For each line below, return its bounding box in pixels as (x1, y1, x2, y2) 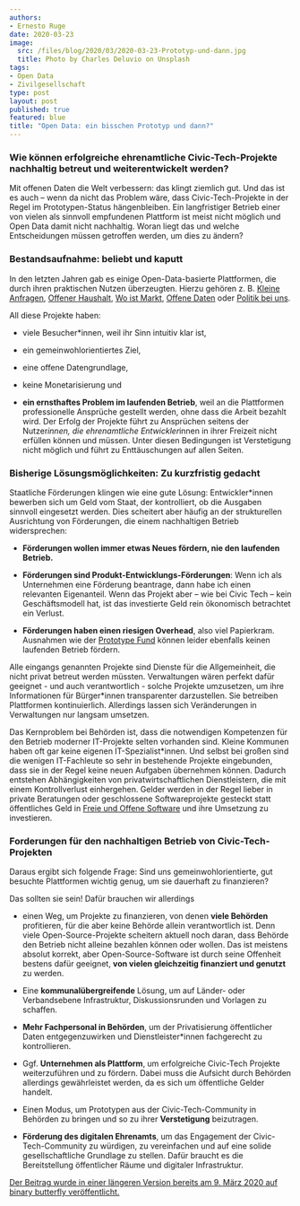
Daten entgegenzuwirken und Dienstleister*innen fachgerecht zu (21, 1031, 262, 1042)
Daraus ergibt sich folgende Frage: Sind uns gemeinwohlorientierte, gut (9, 867, 273, 878)
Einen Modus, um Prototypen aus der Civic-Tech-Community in (21, 1105, 257, 1115)
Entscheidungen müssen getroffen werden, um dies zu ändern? (9, 231, 244, 241)
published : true (9, 105, 70, 114)
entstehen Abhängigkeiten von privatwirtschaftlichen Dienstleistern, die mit (9, 773, 287, 785)
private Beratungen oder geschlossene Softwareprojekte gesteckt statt (9, 793, 271, 804)
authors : (9, 13, 42, 22)
